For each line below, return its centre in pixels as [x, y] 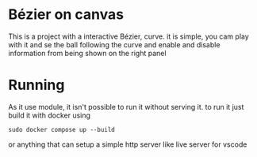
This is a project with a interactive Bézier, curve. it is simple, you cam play [129, 36]
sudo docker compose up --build [61, 129]
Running [36, 85]
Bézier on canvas [66, 15]
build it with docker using [50, 115]
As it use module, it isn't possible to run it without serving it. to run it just [126, 107]
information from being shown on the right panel [87, 53]
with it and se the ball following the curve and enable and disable [114, 44]
